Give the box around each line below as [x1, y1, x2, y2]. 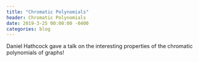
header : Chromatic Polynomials [6, 15, 86, 21]
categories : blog [6, 26, 51, 32]
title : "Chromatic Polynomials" [6, 9, 89, 15]
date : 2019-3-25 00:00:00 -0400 [6, 20, 89, 26]
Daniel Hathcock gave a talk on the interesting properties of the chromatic [6, 43, 193, 50]
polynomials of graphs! [6, 49, 64, 57]
